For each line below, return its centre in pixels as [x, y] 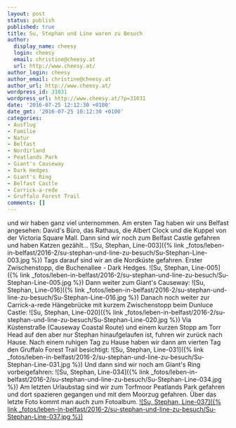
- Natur [19, 138]
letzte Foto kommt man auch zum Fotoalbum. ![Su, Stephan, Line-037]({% [114, 402]
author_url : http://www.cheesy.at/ [59, 86]
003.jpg [19, 260]
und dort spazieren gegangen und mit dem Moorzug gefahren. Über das [112, 394]
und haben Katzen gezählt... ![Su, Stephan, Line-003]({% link [96, 245]
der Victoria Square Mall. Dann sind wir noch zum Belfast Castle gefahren [113, 238]
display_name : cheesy [45, 46]
